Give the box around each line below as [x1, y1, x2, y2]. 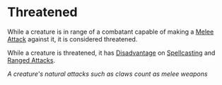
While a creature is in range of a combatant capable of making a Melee [7, 27, 214, 36]
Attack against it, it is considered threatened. [7, 34, 138, 43]
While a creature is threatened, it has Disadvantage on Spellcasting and [7, 48, 216, 57]
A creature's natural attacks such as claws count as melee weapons [7, 70, 208, 78]
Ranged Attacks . [7, 55, 55, 64]
